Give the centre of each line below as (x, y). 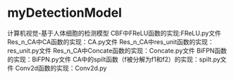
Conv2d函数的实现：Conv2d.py (61, 68)
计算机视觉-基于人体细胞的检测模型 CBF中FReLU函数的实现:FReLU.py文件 (114, 33)
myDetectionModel (64, 13)
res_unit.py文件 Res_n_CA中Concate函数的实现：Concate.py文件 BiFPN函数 (117, 50)
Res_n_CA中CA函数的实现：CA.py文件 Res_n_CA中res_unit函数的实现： (111, 42)
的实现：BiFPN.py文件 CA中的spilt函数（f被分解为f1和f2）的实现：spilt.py (114, 59)
